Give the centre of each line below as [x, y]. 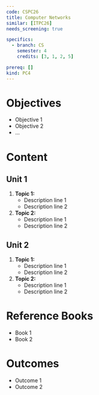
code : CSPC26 [22, 12]
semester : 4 [32, 51]
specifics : [20, 40]
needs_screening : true [34, 29]
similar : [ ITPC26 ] [29, 23]
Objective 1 [28, 120]
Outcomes [33, 364]
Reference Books [50, 316]
